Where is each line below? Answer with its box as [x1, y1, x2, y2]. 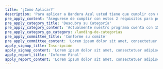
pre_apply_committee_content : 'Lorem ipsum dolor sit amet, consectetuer [5, 39, 158, 44]
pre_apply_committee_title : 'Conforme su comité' [5, 34, 108, 39]
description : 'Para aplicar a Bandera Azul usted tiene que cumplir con [5, 12, 155, 17]
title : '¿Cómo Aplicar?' [5, 7, 55, 12]
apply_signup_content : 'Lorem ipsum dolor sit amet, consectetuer [5, 48, 142, 52]
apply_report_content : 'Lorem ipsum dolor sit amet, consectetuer [5, 57, 142, 62]
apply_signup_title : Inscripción [5, 43, 73, 48]
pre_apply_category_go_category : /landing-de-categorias [5, 30, 123, 34]
